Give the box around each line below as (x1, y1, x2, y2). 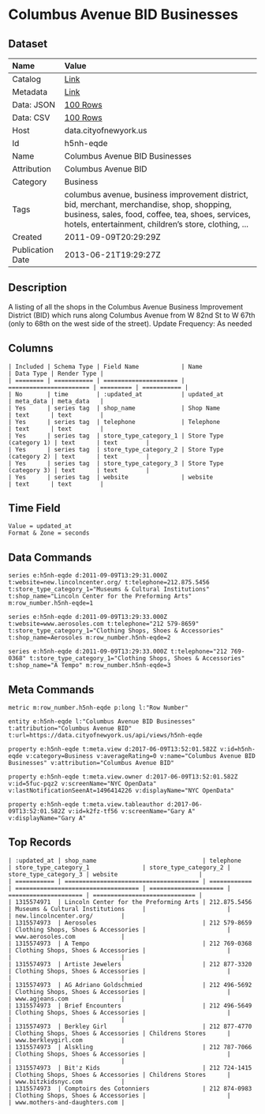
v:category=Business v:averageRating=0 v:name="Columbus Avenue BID (25, 752, 256, 760)
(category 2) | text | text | (8, 452, 150, 460)
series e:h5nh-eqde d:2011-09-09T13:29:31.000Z (8, 572, 168, 580)
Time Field (8, 501, 61, 515)
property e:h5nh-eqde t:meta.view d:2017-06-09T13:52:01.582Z (8, 745, 217, 753)
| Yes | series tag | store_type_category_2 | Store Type (8, 445, 224, 453)
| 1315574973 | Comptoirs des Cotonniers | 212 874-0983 (8, 1084, 252, 1093)
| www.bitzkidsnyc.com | (8, 1078, 125, 1086)
